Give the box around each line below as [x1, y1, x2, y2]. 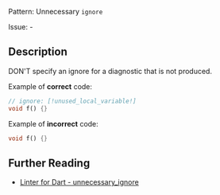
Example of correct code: [8, 81, 93, 91]
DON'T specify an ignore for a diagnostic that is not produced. [8, 66, 213, 76]
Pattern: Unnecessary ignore [8, 7, 103, 16]
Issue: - [8, 22, 33, 31]
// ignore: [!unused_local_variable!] [8, 97, 137, 105]
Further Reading [8, 156, 91, 170]
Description [8, 45, 68, 59]
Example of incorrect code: [8, 119, 99, 128]
